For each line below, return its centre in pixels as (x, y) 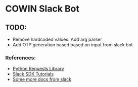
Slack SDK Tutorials (33, 74)
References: (21, 57)
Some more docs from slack (42, 79)
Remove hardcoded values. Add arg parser (57, 39)
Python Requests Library (38, 69)
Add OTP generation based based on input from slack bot (73, 45)
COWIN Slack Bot (42, 9)
